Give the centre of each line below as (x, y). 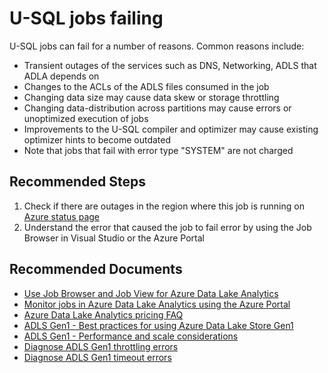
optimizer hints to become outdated (97, 139)
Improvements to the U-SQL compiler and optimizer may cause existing (171, 129)
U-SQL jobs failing (86, 18)
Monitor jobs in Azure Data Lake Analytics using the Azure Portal (157, 304)
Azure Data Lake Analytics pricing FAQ (103, 314)
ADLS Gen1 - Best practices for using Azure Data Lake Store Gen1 (158, 325)
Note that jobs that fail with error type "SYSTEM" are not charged (158, 150)
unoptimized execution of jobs (86, 118)
